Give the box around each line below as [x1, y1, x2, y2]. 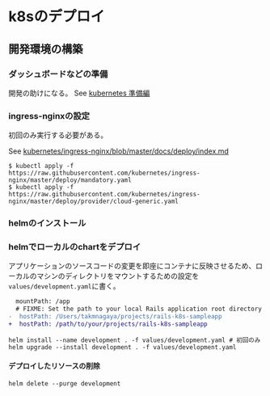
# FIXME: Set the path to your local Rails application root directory [15, 305, 263, 314]
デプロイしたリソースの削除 [8, 361, 101, 371]
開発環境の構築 [8, 42, 83, 56]
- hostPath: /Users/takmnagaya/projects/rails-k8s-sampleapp [8, 313, 222, 321]
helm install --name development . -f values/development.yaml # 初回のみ [8, 336, 261, 344]
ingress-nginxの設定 [8, 110, 91, 121]
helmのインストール [8, 217, 86, 229]
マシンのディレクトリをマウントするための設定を [36, 272, 200, 281]
